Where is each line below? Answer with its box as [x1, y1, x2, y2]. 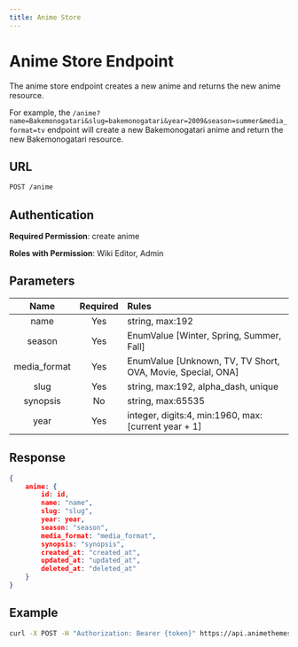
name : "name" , [41, 498, 93, 508]
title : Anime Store [9, 12, 82, 22]
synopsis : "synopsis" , [41, 540, 125, 549]
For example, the [9, 107, 71, 118]
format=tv [9, 126, 46, 135]
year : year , [41, 515, 86, 524]
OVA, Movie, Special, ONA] [127, 365, 239, 378]
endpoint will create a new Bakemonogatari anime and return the [47, 124, 284, 135]
